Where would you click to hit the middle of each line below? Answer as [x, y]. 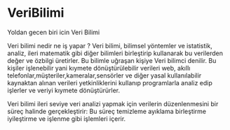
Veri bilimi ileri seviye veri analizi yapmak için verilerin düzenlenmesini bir [113, 103]
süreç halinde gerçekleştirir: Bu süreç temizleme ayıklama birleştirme [107, 111]
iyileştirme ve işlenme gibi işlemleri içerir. [67, 118]
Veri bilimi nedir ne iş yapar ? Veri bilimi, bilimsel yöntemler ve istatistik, [110, 45]
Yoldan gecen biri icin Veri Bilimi [54, 32]
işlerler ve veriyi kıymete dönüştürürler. [64, 90]
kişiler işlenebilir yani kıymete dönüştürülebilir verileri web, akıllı [99, 68]
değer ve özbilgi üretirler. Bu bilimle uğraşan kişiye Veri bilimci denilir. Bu [112, 60]
